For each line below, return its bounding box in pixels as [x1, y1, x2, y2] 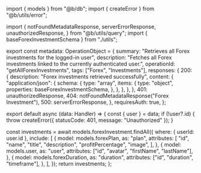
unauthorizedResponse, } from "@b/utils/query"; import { [6, 29, 148, 37]
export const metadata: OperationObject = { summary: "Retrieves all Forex [6, 47, 190, 55]
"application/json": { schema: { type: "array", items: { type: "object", [6, 79, 173, 86]
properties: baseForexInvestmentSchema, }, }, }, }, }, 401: [6, 86, 148, 93]
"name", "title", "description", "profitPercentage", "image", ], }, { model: [6, 141, 182, 148]
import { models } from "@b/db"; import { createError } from [6, 5, 155, 12]
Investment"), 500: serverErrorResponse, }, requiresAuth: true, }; [6, 99, 166, 106]
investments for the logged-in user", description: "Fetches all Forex [6, 54, 172, 61]
